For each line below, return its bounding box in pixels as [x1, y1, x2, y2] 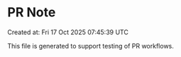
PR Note [7, 4, 56, 21]
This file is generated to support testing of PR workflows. [7, 41, 174, 50]
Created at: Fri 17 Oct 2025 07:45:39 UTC [7, 28, 129, 36]
